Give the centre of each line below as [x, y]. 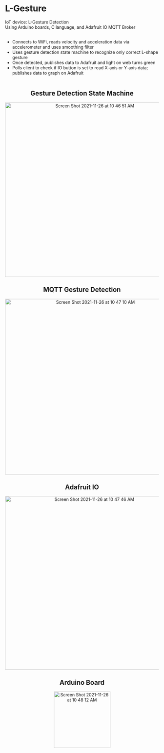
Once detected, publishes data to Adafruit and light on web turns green [84, 62]
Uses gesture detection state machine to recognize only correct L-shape [85, 52]
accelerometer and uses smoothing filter [53, 47]
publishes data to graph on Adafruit [48, 73]
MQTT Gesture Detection [82, 290]
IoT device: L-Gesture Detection [37, 22]
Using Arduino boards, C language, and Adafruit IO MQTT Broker [70, 27]
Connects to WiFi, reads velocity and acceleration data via [71, 41]
